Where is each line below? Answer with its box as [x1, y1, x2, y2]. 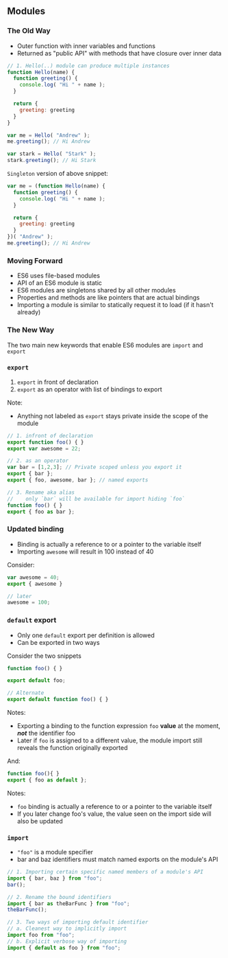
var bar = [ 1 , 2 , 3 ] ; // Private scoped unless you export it [7, 464, 183, 471]
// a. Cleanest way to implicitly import [7, 925, 127, 933]
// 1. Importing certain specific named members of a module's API [7, 869, 204, 876]
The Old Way [7, 26, 51, 36]
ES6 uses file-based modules [16, 271, 101, 280]
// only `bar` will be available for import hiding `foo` [7, 495, 186, 502]
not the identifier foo [16, 729, 76, 738]
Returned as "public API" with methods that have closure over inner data [16, 49, 222, 57]
